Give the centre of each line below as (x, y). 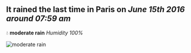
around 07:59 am (38, 19)
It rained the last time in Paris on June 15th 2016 (95, 10)
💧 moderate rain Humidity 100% (45, 33)
